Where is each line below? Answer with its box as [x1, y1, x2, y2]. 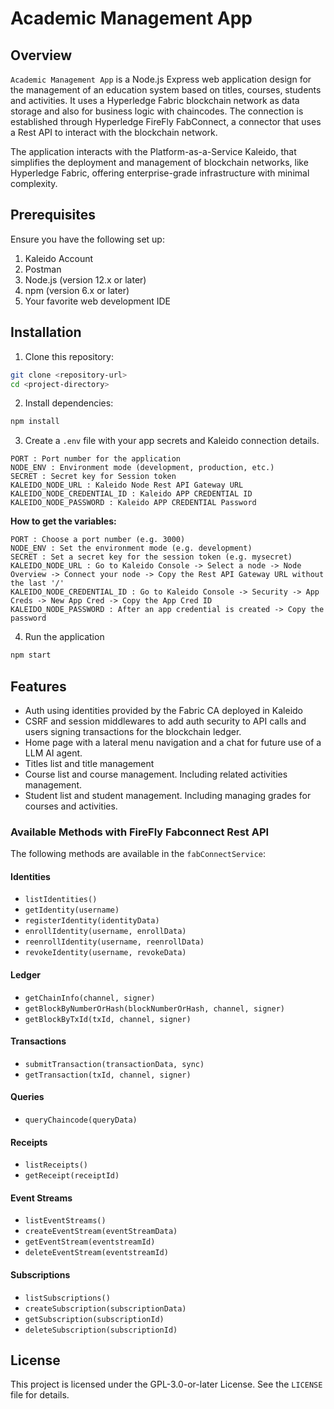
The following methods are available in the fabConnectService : [10, 848, 267, 860]
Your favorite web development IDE [24, 295, 171, 307]
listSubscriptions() [24, 1293, 111, 1303]
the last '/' [10, 578, 65, 589]
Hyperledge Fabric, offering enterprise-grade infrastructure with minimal [10, 167, 310, 179]
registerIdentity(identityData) [24, 916, 160, 926]
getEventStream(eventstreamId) [24, 1237, 156, 1247]
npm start [10, 650, 52, 661]
